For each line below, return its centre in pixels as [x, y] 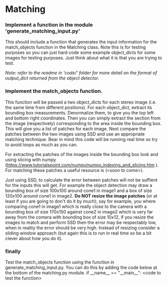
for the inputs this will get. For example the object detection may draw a [79, 185]
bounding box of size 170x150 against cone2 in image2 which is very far [79, 211]
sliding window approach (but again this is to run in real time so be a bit [79, 233]
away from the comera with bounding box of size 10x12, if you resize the [80, 217]
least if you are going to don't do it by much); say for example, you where [81, 201]
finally [13, 251]
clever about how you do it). [34, 238]
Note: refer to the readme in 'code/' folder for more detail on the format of [81, 73]
